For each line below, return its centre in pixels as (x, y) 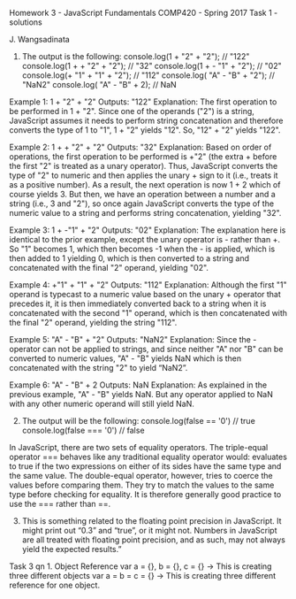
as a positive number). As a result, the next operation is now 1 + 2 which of (145, 184)
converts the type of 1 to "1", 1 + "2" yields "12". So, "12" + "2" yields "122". (145, 130)
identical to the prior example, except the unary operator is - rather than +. (145, 239)
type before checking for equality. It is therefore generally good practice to (145, 494)
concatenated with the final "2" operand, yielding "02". (109, 268)
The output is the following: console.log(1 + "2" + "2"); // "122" (136, 56)
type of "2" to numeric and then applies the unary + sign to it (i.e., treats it (144, 175)
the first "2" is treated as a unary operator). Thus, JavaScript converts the (144, 166)
